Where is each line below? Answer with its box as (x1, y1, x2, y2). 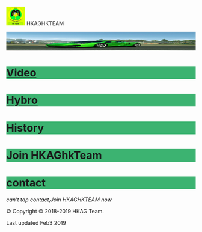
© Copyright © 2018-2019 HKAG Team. (6, 207, 104, 215)
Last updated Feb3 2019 (6, 219, 66, 226)
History (6, 121, 44, 135)
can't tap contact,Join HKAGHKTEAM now (6, 196, 112, 203)
